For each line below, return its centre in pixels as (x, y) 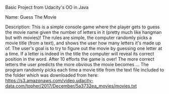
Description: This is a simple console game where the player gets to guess (82, 27)
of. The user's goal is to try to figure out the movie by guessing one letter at (84, 48)
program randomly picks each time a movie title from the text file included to (85, 70)
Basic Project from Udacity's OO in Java (47, 7)
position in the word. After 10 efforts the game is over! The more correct (80, 59)
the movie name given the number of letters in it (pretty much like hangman (83, 32)
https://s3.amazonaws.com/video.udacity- (49, 81)
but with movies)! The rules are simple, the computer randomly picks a (79, 38)
